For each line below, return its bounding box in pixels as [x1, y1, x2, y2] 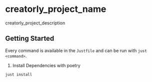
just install [5, 72, 32, 77]
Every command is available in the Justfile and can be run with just [5, 47, 147, 53]
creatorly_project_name [5, 3, 106, 15]
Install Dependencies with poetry [12, 62, 81, 68]
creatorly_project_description [5, 20, 65, 26]
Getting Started [5, 34, 54, 43]
